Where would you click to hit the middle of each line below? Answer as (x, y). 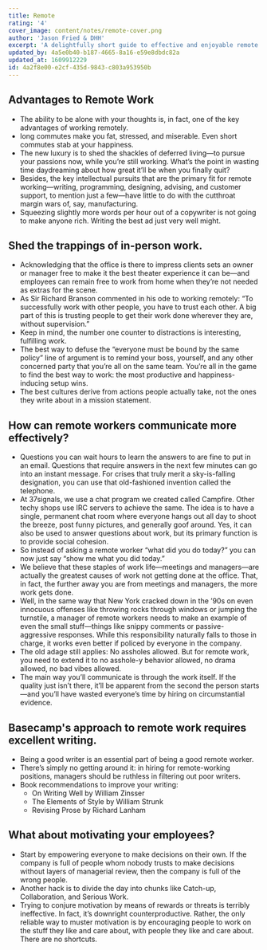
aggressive (38, 635)
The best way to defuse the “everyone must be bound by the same (130, 349)
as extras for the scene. (59, 290)
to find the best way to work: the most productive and (108, 375)
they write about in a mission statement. (85, 400)
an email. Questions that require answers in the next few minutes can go (138, 465)
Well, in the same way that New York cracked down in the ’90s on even (136, 601)
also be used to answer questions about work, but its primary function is (138, 533)
